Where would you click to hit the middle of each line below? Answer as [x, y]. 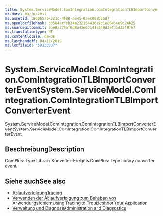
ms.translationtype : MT [29, 32]
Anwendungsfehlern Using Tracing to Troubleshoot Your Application [80, 203]
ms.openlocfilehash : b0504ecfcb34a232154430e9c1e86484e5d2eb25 [70, 23]
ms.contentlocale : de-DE [30, 37]
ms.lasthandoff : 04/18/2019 [33, 41]
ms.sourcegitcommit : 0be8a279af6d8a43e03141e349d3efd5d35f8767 [70, 28]
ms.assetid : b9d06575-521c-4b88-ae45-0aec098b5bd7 [57, 18]
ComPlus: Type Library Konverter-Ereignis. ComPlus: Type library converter [80, 161]
